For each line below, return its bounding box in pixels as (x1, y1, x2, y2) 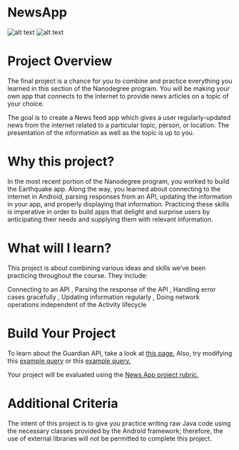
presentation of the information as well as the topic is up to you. (7, 128, 195, 136)
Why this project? (7, 154, 115, 170)
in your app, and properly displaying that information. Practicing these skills (7, 199, 230, 208)
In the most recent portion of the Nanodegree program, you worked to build (7, 176, 230, 186)
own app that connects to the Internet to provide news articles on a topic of (7, 91, 229, 100)
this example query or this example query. (7, 356, 131, 365)
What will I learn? (7, 240, 112, 256)
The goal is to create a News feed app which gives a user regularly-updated (7, 113, 231, 121)
